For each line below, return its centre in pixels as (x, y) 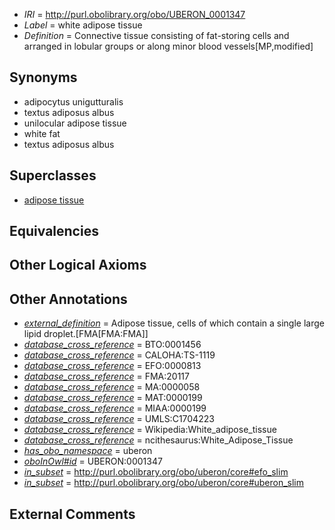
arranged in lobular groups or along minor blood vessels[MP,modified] (168, 46)
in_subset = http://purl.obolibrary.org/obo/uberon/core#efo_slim (156, 472)
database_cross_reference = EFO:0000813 (112, 366)
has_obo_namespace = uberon (88, 451)
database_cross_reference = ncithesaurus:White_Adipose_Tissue (158, 440)
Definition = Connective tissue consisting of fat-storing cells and (156, 35)
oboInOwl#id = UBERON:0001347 (93, 461)
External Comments (72, 514)
